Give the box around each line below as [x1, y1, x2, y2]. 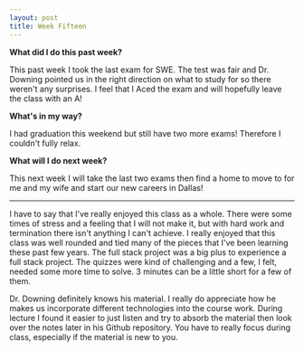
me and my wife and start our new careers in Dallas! [9, 182, 204, 193]
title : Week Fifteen [9, 22, 88, 31]
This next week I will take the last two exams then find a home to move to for [9, 173, 295, 184]
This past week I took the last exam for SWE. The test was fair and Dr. [9, 64, 270, 75]
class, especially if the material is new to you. [9, 331, 178, 342]
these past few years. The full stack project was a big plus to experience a [9, 246, 287, 258]
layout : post [9, 13, 59, 23]
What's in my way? [9, 110, 83, 121]
